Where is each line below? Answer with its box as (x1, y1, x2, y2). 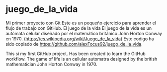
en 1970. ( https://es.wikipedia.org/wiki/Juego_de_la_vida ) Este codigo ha (5, 36, 154, 42)
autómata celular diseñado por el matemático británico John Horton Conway (5, 30, 163, 36)
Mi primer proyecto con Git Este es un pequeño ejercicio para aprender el (5, 20, 156, 26)
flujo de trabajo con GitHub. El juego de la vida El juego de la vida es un (5, 25, 152, 31)
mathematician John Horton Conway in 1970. (5, 61, 97, 67)
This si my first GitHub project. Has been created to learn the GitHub (5, 51, 146, 57)
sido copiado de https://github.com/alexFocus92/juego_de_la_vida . (5, 41, 143, 47)
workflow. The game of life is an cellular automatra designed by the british (5, 56, 158, 62)
